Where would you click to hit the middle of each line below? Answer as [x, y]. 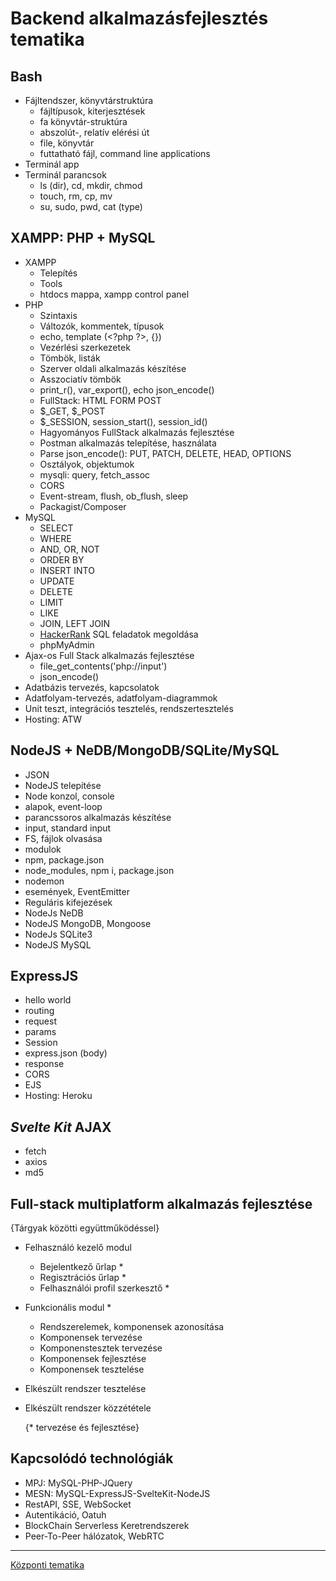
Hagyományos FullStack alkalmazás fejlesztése [137, 432]
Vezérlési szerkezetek [85, 347]
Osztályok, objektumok [87, 464]
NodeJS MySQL [58, 944]
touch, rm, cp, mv [76, 196]
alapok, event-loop [63, 806]
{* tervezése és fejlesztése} [82, 1428]
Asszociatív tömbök [80, 379]
